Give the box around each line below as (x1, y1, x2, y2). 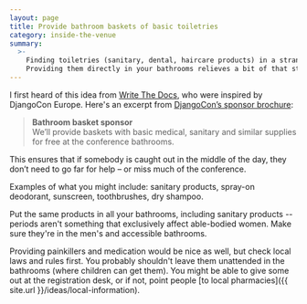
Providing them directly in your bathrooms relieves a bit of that (26, 65, 288, 74)
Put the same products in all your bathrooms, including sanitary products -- (9, 208, 293, 219)
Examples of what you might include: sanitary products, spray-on (9, 181, 256, 192)
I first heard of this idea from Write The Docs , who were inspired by (9, 89, 263, 100)
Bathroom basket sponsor (31, 116, 133, 128)
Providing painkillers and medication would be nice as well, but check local (9, 246, 291, 257)
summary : (9, 38, 43, 48)
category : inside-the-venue (9, 30, 117, 39)
